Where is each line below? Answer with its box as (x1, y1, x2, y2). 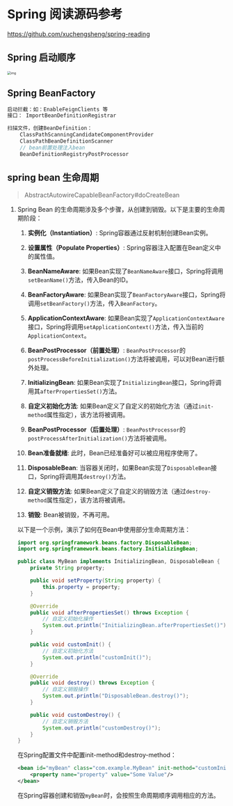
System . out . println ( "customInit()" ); (42, 654, 152, 661)
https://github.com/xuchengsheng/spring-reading (7, 29, 150, 38)
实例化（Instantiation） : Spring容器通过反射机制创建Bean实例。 (27, 228, 212, 237)
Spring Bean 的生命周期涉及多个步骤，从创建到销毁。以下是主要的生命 (17, 205, 219, 213)
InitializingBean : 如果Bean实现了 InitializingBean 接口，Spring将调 (27, 378, 221, 386)
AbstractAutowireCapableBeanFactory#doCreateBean (24, 191, 180, 199)
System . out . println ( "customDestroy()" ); (42, 725, 161, 732)
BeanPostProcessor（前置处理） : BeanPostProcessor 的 (27, 346, 186, 354)
